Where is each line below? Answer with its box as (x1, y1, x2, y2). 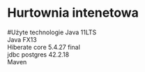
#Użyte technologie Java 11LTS (7, 28, 97, 36)
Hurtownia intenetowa (7, 5, 139, 21)
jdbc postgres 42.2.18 (7, 50, 70, 59)
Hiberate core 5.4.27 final (7, 43, 80, 51)
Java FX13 (7, 35, 37, 43)
